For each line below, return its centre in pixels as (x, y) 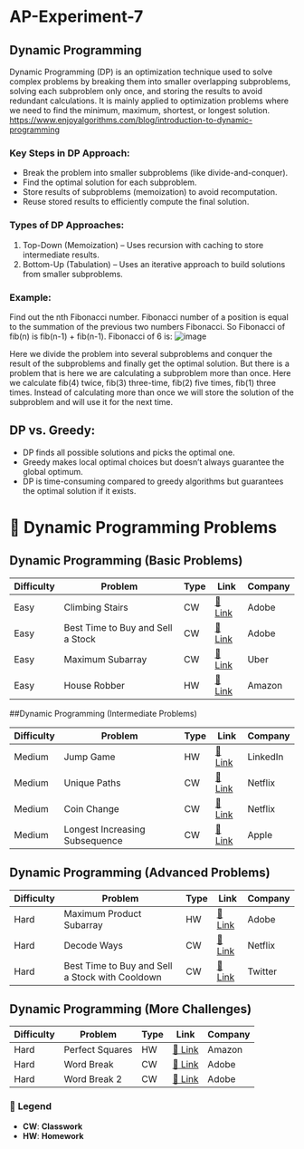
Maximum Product (103, 913)
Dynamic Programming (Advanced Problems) (140, 873)
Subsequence (94, 840)
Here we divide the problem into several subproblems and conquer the (141, 353)
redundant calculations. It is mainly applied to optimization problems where (149, 101)
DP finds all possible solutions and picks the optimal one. (128, 452)
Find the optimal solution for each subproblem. (109, 182)
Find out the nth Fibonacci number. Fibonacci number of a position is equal (149, 317)
